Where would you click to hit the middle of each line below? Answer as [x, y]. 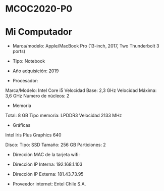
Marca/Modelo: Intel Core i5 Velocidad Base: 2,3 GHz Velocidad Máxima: [81, 90]
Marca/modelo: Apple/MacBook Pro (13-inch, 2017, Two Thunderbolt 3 [86, 46]
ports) [19, 52]
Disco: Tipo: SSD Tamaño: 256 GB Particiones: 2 [56, 145]
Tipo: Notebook [29, 61]
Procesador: [25, 81]
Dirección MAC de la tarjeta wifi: [46, 155]
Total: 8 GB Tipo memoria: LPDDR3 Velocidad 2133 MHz [64, 115]
